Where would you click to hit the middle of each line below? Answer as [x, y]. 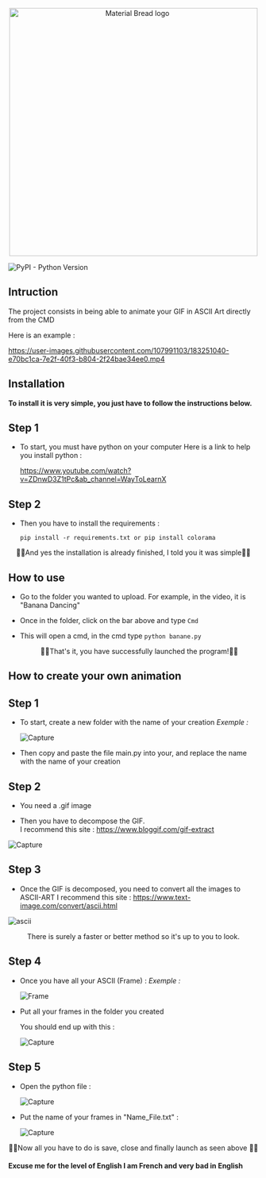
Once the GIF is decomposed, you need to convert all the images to [130, 888]
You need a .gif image [56, 806]
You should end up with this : [67, 1026]
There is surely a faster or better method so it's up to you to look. [133, 936]
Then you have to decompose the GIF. [82, 821]
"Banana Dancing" [50, 605]
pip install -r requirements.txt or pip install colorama [118, 538]
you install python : [51, 456]
